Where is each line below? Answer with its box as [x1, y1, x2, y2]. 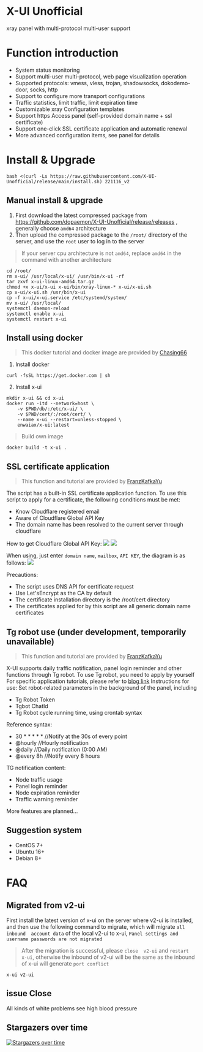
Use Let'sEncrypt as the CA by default [15, 590, 112, 597]
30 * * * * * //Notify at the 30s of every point [15, 733, 127, 740]
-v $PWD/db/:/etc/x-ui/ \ [17, 406, 84, 412]
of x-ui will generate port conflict [21, 959, 109, 967]
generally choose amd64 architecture [15, 224, 106, 232]
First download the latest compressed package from [15, 212, 147, 219]
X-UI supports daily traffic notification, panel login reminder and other [6, 665, 182, 672]
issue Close [6, 988, 52, 999]
